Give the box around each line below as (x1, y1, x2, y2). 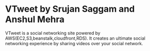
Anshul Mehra (5, 14, 65, 25)
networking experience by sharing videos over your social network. (5, 40, 143, 46)
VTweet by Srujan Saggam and (5, 3, 135, 15)
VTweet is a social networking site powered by (5, 30, 101, 36)
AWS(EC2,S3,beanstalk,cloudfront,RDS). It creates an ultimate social (5, 35, 146, 41)
